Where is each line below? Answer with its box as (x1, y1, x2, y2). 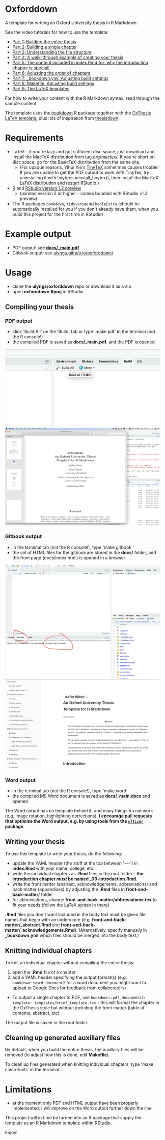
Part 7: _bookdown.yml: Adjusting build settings (12, 75, 109, 81)
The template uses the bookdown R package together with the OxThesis (5, 110, 151, 116)
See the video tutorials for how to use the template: (5, 29, 109, 35)
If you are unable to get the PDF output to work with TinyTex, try (19, 169, 150, 175)
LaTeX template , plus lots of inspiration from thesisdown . (5, 115, 120, 121)
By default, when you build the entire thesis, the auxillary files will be (5, 1047, 144, 1053)
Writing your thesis (5, 837, 65, 846)
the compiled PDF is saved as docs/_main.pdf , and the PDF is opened (12, 339, 155, 345)
